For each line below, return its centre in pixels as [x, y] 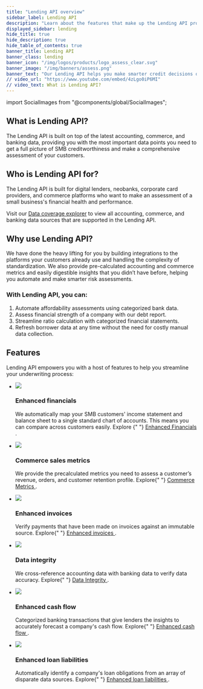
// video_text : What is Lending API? [54, 85]
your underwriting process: [40, 374]
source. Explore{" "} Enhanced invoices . [66, 533]
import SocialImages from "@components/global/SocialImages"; [87, 102]
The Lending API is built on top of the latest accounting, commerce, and [96, 136]
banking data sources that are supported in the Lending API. [81, 220]
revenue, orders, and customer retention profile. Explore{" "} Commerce [105, 480]
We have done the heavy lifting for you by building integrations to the [92, 253]
